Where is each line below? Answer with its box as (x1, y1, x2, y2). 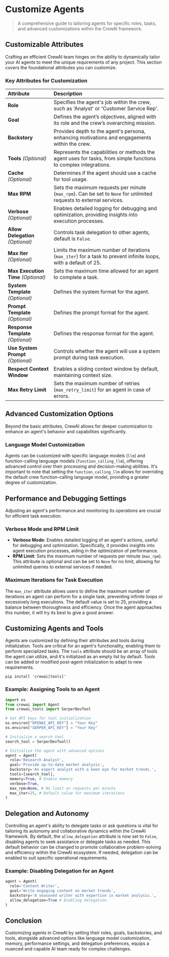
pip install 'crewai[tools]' (5, 674, 66, 679)
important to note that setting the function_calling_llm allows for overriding (5, 469, 163, 475)
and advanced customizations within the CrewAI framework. (17, 25, 142, 31)
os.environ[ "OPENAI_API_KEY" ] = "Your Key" (5, 720, 98, 726)
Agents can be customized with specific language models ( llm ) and (5, 452, 145, 459)
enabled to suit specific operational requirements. (5, 855, 108, 861)
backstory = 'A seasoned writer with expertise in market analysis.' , (10, 893, 156, 898)
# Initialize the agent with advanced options (5, 748, 105, 753)
